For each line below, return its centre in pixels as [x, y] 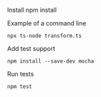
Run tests [21, 74]
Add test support [31, 48]
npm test [20, 87]
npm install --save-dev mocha [51, 61]
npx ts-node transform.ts [44, 36]
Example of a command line [47, 23]
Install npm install [32, 10]
